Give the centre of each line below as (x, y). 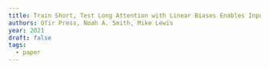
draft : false (30, 38)
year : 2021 (26, 30)
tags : (17, 45)
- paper (28, 52)
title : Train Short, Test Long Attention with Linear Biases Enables (127, 15)
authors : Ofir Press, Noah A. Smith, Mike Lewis (91, 23)
